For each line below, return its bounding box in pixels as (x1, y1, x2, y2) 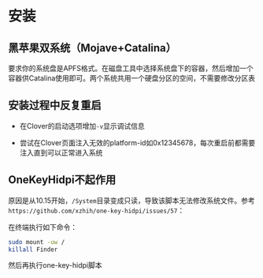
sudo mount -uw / (8, 238, 65, 246)
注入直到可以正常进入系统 (19, 148, 103, 157)
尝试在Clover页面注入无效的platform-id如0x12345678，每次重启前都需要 (19, 137, 256, 147)
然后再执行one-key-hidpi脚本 (8, 261, 102, 270)
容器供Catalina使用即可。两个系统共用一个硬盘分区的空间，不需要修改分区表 (8, 73, 256, 83)
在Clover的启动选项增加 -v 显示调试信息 (19, 121, 145, 130)
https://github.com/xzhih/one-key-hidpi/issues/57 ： (8, 205, 185, 215)
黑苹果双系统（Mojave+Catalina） (8, 41, 177, 54)
